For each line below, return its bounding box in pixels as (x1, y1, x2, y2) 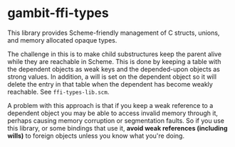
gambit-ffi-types (7, 5, 109, 21)
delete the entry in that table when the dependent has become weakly (7, 80, 214, 88)
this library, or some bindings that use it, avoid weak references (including (7, 124, 228, 132)
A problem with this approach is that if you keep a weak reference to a (7, 101, 214, 109)
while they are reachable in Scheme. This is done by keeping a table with (7, 57, 221, 65)
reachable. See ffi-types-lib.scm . (7, 87, 110, 96)
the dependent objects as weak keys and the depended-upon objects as (7, 65, 221, 73)
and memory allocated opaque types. (7, 36, 117, 44)
